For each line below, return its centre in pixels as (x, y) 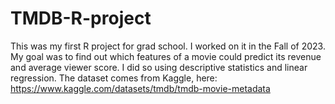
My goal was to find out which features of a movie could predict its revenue (166, 56)
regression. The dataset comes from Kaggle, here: (114, 78)
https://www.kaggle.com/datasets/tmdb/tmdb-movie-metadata (140, 88)
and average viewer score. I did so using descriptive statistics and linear (159, 67)
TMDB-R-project (81, 18)
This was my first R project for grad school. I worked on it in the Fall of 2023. (168, 46)
